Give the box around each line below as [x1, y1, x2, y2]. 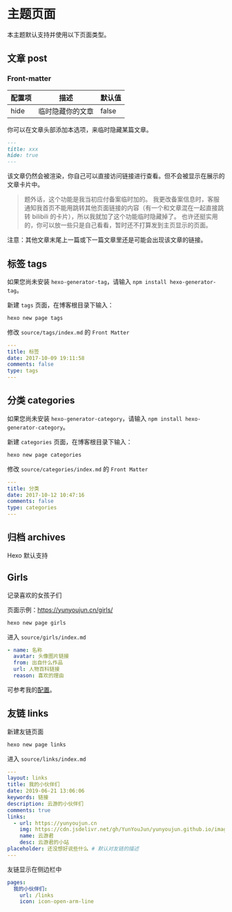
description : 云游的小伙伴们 [7, 800, 84, 807]
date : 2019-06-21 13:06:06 [7, 788, 85, 795]
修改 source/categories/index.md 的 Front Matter [7, 464, 148, 473]
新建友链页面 [7, 727, 43, 736]
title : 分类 [7, 485, 39, 492]
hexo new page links [7, 741, 67, 748]
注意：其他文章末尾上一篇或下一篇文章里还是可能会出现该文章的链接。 [7, 236, 207, 244]
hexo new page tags [7, 314, 64, 321]
